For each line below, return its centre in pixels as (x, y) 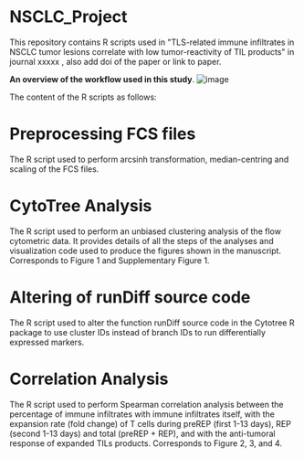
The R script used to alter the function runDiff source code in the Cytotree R (152, 323)
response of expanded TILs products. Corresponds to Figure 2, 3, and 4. (146, 443)
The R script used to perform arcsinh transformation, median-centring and (149, 159)
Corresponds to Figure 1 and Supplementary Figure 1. (110, 260)
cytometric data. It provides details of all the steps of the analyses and (142, 240)
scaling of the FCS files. (54, 169)
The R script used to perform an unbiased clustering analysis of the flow (145, 231)
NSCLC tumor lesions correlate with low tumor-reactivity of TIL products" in (152, 51)
